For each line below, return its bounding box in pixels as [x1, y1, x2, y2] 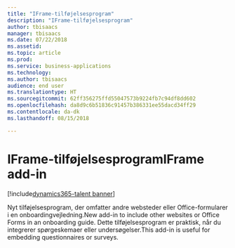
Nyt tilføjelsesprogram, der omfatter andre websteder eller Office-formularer [7, 203, 228, 211]
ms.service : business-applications [7, 63, 112, 70]
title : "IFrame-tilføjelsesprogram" [7, 10, 114, 18]
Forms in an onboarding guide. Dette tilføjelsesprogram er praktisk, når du [7, 218, 221, 226]
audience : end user [7, 82, 65, 89]
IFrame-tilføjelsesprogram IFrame [7, 151, 205, 167]
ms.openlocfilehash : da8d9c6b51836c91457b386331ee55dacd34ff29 [7, 102, 196, 109]
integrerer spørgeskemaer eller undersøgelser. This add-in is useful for [7, 226, 210, 234]
